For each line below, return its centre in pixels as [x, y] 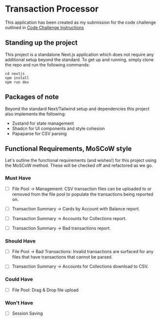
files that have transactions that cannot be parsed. [62, 257]
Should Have [20, 241]
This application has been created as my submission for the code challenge [80, 22]
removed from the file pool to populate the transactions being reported [83, 194]
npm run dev [17, 82]
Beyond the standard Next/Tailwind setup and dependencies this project [77, 109]
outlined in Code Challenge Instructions [44, 27]
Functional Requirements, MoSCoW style [68, 149]
